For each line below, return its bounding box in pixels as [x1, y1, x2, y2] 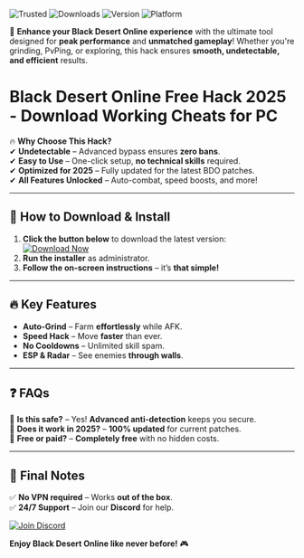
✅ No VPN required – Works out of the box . [9, 492, 174, 503]
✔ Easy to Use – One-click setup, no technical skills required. [9, 155, 242, 166]
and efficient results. [9, 55, 89, 65]
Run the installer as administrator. [22, 252, 150, 263]
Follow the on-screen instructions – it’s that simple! [22, 262, 220, 273]
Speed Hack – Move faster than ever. [22, 330, 163, 341]
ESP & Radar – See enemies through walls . [22, 349, 184, 361]
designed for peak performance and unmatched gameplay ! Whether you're [9, 36, 295, 46]
